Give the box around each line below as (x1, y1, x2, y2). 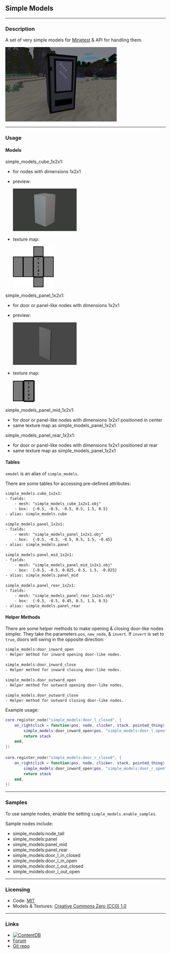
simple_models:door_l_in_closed (12, 852, 80, 858)
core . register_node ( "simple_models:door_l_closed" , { (5, 717, 122, 723)
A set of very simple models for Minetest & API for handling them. (5, 37, 142, 43)
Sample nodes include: (5, 820, 53, 827)
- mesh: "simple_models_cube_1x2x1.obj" (14, 501, 101, 506)
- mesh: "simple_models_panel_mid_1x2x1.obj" (14, 562, 113, 568)
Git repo (12, 943, 30, 949)
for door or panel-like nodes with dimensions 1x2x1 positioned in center (12, 416, 163, 423)
